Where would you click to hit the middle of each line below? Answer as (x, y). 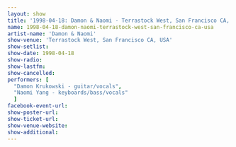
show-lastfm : (27, 66)
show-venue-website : (38, 125)
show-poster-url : (33, 112)
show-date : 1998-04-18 (41, 54)
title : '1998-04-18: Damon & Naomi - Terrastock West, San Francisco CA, (119, 20)
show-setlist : (28, 47)
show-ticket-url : (33, 119)
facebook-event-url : (38, 106)
